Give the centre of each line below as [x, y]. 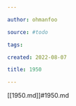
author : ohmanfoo [32, 19]
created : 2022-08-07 [37, 57]
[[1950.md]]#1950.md [38, 96]
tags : [15, 45]
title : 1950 [24, 70]
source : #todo [28, 32]
